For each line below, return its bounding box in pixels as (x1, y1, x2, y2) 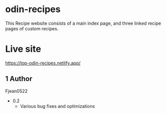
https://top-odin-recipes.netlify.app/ (5, 60, 81, 66)
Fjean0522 (5, 88, 28, 94)
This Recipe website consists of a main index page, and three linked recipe (5, 20, 161, 26)
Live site (5, 43, 41, 55)
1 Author (5, 75, 33, 83)
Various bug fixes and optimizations (20, 103, 95, 109)
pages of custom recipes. (5, 25, 59, 31)
